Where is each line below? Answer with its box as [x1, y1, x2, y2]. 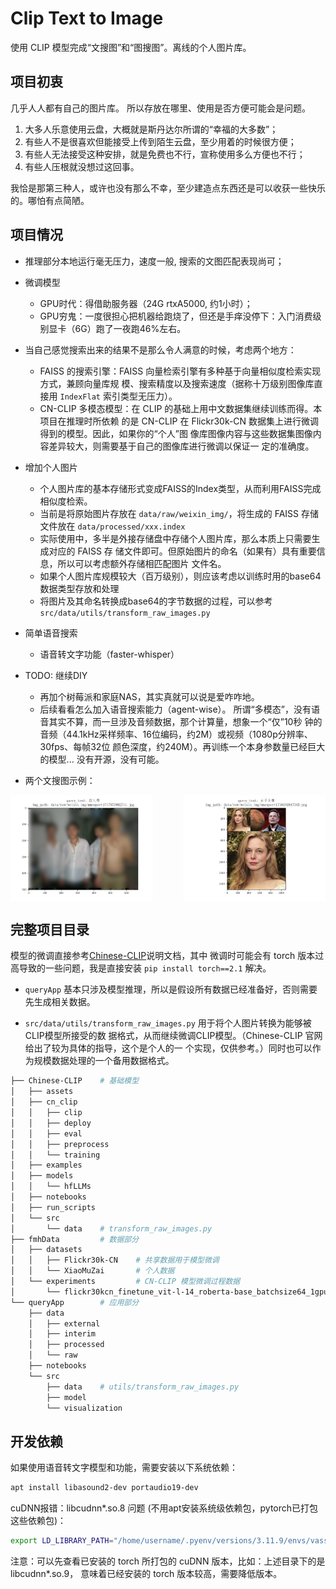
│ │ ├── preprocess [10, 1139, 110, 1149]
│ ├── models [10, 1171, 74, 1181]
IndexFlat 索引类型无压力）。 [59, 390, 178, 402]
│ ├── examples [10, 1160, 83, 1171]
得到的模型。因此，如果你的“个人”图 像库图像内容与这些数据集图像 [39, 427, 313, 439]
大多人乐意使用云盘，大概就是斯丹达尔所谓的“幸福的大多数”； [24, 123, 279, 135]
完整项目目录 [10, 922, 90, 939]
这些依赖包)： [10, 1515, 67, 1527]
